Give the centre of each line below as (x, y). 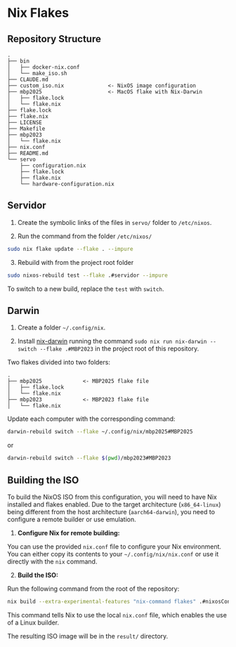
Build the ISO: (38, 575)
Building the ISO (43, 480)
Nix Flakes (38, 13)
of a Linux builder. (33, 622)
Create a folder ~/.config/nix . (61, 327)
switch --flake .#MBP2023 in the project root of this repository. (108, 348)
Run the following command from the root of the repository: (93, 589)
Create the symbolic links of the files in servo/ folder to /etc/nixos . (114, 222)
